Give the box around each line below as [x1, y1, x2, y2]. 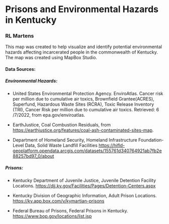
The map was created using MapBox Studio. [5, 55, 97, 61]
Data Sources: [5, 66, 36, 72]
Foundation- [138, 137, 164, 143]
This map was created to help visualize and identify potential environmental [5, 44, 162, 50]
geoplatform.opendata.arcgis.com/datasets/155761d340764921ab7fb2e [12, 148, 162, 154]
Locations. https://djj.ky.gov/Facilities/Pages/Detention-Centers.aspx [12, 183, 156, 189]
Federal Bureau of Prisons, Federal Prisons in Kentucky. [12, 208, 129, 214]
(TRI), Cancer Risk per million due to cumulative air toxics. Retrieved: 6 [12, 107, 159, 113]
